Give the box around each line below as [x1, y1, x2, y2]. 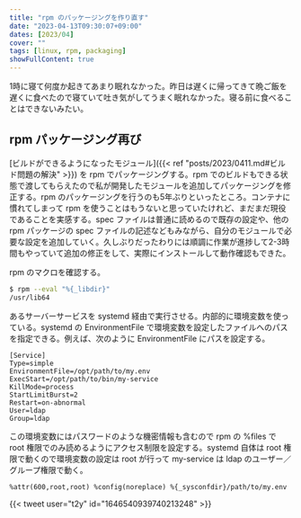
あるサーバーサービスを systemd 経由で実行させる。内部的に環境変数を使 [9, 310, 281, 321]
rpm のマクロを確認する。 [9, 266, 106, 277]
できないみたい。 [24, 103, 88, 113]
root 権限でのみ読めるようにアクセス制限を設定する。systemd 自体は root [9, 442, 282, 452]
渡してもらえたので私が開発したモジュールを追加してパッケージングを [24, 180, 284, 191]
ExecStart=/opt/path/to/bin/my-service [9, 374, 159, 383]
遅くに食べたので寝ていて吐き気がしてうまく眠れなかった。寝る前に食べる [9, 92, 285, 103]
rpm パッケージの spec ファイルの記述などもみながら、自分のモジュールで [9, 225, 285, 236]
